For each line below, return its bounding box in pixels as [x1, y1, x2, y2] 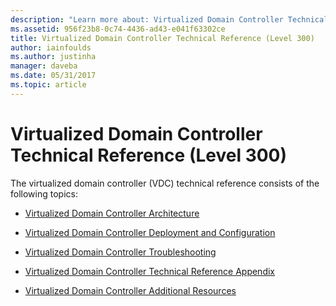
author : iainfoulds [10, 42, 92, 53]
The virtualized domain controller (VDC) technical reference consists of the [10, 177, 320, 189]
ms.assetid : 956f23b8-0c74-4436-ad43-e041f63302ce [10, 24, 226, 34]
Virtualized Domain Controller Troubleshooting [24, 246, 217, 258]
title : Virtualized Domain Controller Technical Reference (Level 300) [10, 33, 315, 43]
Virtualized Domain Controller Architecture [24, 207, 200, 219]
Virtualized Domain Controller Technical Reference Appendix [24, 265, 275, 277]
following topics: [10, 187, 78, 200]
